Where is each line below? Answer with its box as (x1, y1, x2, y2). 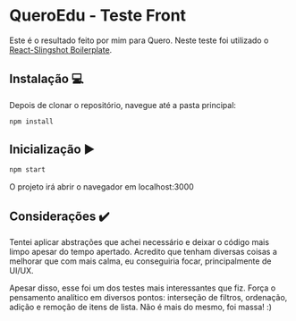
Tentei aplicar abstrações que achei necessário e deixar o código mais (9, 237, 270, 248)
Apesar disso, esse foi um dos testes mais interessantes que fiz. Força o (9, 283, 276, 293)
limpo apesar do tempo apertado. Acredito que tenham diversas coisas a (9, 247, 277, 258)
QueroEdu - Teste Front (9, 5, 186, 26)
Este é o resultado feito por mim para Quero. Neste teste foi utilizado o (9, 35, 269, 46)
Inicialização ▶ (9, 142, 96, 157)
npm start (9, 165, 47, 174)
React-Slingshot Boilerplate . (9, 44, 113, 55)
